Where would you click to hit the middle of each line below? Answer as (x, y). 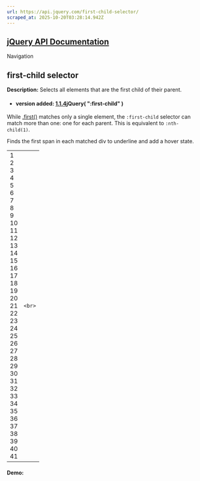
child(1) (18, 130)
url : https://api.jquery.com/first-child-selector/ (73, 12)
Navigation (20, 56)
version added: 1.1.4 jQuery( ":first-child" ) (69, 104)
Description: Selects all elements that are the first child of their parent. (94, 90)
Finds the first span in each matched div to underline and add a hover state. (100, 141)
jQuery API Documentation (58, 42)
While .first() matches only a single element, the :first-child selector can (99, 117)
